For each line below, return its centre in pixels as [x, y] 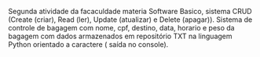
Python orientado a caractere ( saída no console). [88, 45]
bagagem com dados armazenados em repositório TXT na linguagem [121, 36]
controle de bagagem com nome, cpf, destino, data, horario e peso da [121, 28]
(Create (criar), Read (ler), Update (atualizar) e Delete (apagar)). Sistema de [130, 20]
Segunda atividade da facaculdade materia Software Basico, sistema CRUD [130, 11]
